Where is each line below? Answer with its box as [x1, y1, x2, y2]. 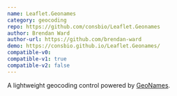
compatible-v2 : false [7, 62, 70, 69]
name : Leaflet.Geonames [7, 10, 77, 17]
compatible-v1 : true [7, 56, 68, 63]
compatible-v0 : [7, 49, 52, 56]
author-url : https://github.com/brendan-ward [7, 36, 141, 43]
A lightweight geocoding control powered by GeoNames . [7, 81, 171, 89]
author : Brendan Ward [7, 29, 70, 37]
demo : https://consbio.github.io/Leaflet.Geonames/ [7, 42, 160, 49]
